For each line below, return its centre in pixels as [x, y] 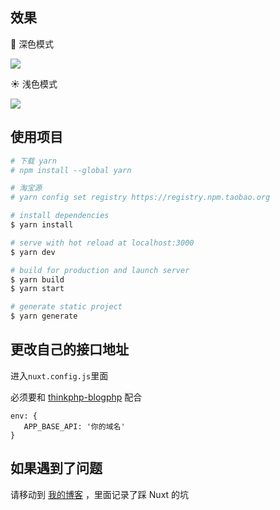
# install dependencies [60, 216]
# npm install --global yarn [71, 170]
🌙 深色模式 [32, 44]
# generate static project [66, 307]
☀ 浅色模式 [34, 84]
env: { [24, 416]
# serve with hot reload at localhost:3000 [102, 243]
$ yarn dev [33, 252]
